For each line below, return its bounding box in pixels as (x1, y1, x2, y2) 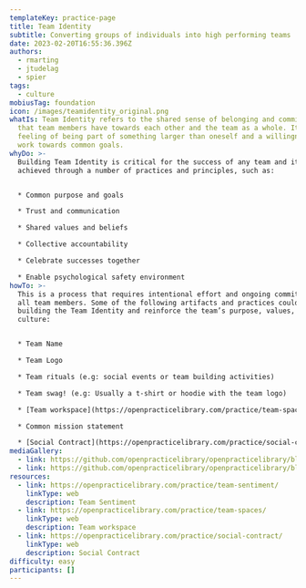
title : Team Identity (9, 22, 92, 31)
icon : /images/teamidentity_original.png (9, 107, 169, 116)
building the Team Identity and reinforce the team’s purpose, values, (17, 306, 296, 315)
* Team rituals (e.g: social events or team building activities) (17, 372, 275, 381)
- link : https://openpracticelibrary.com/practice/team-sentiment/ (17, 480, 280, 490)
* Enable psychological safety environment (17, 273, 185, 282)
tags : (9, 81, 30, 90)
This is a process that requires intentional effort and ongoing (17, 289, 271, 299)
